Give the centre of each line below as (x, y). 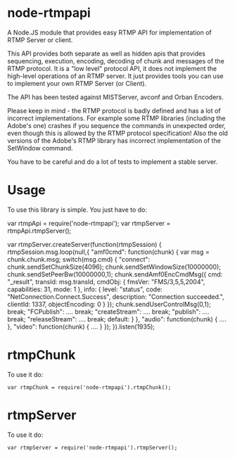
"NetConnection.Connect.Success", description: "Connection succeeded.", (116, 296)
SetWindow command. (40, 148)
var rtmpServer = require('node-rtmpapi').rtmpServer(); (93, 447)
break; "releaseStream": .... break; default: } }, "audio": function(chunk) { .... (117, 319)
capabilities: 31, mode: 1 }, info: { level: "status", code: (85, 289)
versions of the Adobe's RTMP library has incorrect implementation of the (114, 140)
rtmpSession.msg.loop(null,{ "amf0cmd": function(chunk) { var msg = (108, 252)
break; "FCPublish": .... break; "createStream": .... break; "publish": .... (108, 312)
